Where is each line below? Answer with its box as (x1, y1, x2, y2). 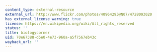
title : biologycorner (5, 30, 50, 35)
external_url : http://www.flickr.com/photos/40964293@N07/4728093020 (5, 12, 153, 17)
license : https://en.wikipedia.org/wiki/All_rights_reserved (5, 21, 135, 26)
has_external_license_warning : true (5, 16, 81, 21)
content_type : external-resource (5, 7, 75, 12)
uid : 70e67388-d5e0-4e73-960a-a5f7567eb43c (5, 35, 97, 40)
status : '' (5, 26, 28, 31)
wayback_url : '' (5, 40, 39, 45)
